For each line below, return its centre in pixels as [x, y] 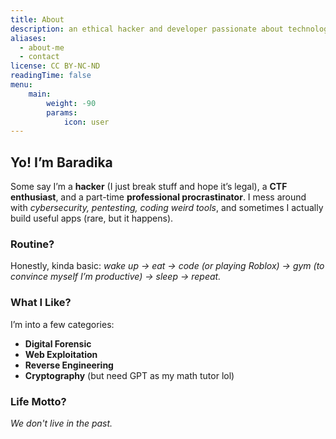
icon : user [86, 122]
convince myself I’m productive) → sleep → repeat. [116, 277]
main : [40, 94]
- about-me [42, 47]
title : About [37, 19]
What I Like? [41, 303]
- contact [39, 57]
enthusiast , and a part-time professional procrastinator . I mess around [158, 197]
